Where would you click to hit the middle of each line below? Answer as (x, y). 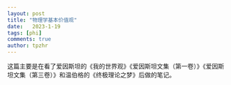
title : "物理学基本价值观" (42, 20)
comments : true (29, 39)
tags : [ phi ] (24, 33)
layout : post (26, 13)
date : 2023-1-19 (34, 26)
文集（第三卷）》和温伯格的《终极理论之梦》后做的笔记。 (94, 75)
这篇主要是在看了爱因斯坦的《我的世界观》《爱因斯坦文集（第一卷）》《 (106, 66)
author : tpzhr (28, 46)
